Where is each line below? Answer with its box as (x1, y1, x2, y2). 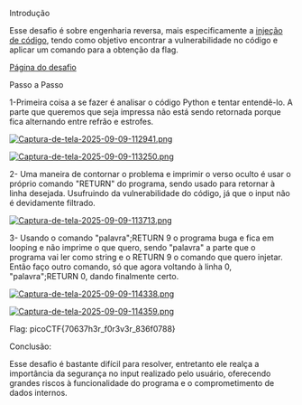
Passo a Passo (9, 80, 64, 89)
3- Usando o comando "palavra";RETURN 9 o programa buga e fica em (9, 232, 275, 243)
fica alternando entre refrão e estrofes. (9, 117, 154, 127)
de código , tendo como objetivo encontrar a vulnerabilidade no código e (9, 35, 278, 45)
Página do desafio (9, 62, 77, 72)
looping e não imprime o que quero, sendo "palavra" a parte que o (9, 242, 256, 252)
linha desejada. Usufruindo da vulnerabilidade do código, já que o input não (9, 188, 291, 198)
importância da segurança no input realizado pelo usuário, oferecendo (9, 368, 271, 379)
